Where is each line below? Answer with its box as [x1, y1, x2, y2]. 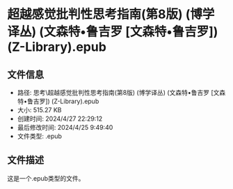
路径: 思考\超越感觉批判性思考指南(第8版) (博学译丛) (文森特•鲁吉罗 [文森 [17, 89, 226, 96]
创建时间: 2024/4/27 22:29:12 [17, 114, 103, 123]
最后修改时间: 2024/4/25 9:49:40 [17, 123, 113, 131]
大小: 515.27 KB [17, 106, 62, 114]
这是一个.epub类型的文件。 [7, 174, 85, 182]
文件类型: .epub [17, 132, 63, 140]
